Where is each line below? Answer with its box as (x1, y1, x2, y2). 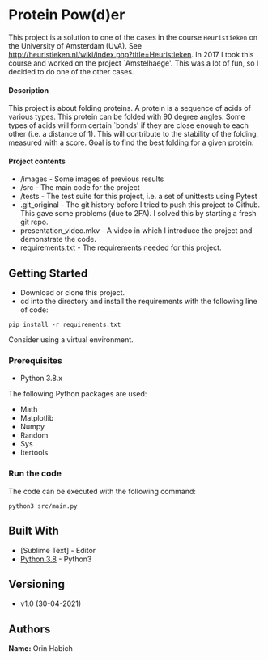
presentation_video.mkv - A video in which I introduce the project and (19, 226, 253, 235)
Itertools (19, 447, 49, 458)
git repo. (19, 217, 49, 227)
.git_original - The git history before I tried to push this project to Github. (19, 200, 261, 209)
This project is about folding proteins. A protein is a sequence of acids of (8, 104, 251, 113)
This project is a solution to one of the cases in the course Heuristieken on (8, 32, 258, 42)
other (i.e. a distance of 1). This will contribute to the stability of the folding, (8, 129, 259, 139)
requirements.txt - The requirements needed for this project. (19, 243, 222, 252)
